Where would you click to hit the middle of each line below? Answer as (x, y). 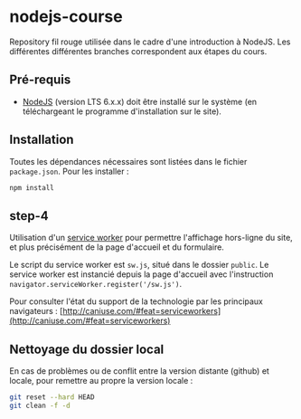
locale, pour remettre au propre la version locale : (101, 381)
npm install (32, 187)
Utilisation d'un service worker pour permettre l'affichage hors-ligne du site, (151, 238)
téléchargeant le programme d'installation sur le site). (122, 111)
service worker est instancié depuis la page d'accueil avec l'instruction (141, 274)
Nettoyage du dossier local (87, 349)
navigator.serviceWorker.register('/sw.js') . (96, 284)
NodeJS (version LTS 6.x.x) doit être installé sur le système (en (140, 101)
